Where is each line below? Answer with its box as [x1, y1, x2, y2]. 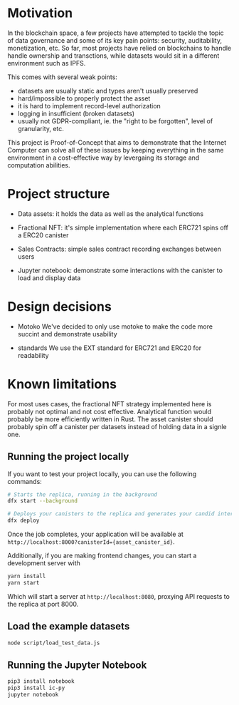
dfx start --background [7, 498, 78, 505]
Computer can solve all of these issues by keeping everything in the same [7, 145, 224, 154]
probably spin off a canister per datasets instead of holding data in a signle [7, 422, 227, 431]
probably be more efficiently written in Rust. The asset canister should [7, 415, 213, 423]
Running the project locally [7, 451, 129, 463]
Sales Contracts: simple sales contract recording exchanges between [17, 245, 222, 253]
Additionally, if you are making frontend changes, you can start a [7, 551, 197, 560]
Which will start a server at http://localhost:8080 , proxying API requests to [7, 592, 230, 600]
